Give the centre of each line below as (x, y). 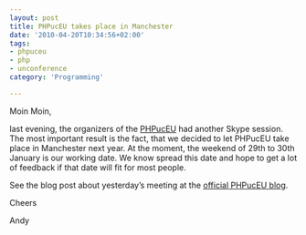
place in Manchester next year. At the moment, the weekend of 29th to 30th (152, 148)
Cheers (23, 202)
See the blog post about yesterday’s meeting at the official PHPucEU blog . (149, 185)
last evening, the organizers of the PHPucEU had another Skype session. (146, 128)
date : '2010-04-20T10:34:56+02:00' (77, 35)
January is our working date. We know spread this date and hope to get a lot (153, 158)
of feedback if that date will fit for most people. (98, 167)
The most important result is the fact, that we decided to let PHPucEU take (149, 138)
